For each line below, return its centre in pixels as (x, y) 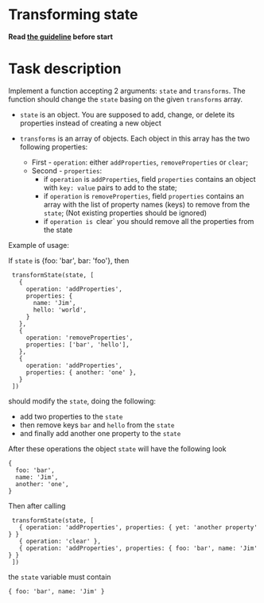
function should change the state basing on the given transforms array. (126, 99)
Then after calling (37, 505)
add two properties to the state (71, 416)
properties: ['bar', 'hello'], (78, 344)
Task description (65, 69)
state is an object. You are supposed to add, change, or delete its (127, 114)
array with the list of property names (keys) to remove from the (147, 204)
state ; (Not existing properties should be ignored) (125, 213)
